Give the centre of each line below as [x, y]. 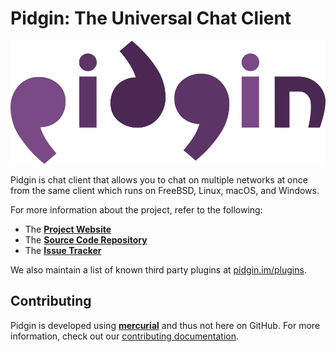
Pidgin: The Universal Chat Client [151, 18]
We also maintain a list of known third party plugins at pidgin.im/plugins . [158, 269]
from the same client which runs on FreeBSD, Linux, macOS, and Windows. [165, 190]
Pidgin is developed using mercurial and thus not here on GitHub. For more [165, 325]
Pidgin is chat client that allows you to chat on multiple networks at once [159, 179]
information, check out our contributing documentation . [124, 336]
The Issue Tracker [63, 250]
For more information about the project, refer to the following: [136, 209]
